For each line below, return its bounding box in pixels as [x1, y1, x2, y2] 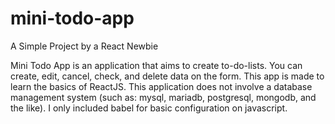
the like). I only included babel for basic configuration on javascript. [10, 102, 288, 114]
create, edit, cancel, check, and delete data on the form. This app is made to [10, 70, 325, 82]
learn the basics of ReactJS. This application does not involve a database [10, 80, 313, 92]
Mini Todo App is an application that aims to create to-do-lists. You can [10, 59, 303, 71]
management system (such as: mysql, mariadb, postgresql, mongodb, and [10, 91, 317, 103]
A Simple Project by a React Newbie [10, 40, 159, 52]
